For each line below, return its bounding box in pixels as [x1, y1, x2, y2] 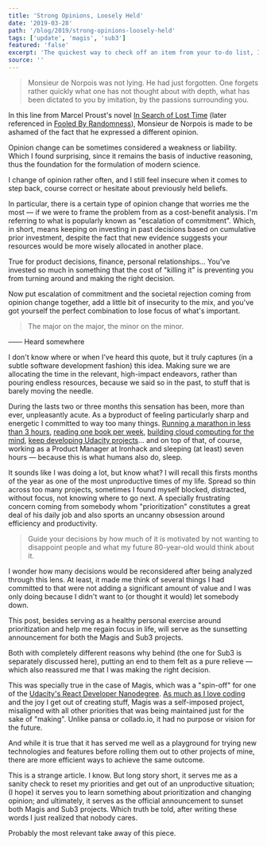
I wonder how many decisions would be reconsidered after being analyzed [8, 566, 253, 576]
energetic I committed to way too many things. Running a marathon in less [8, 418, 251, 428]
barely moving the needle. [8, 386, 94, 395]
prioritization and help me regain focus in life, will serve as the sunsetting [8, 624, 248, 633]
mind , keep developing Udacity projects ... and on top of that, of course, [8, 435, 242, 445]
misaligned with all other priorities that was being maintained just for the [8, 706, 245, 715]
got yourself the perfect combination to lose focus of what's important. [8, 306, 241, 315]
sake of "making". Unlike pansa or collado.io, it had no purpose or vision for [8, 714, 256, 723]
